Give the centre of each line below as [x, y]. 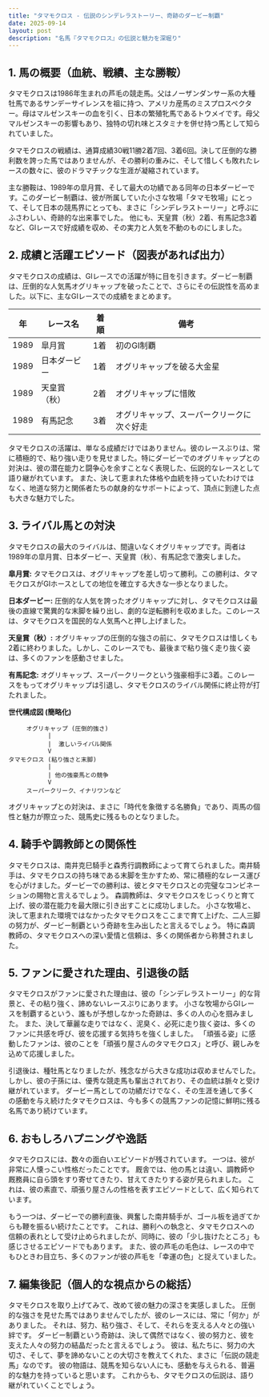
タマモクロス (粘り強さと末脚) [53, 759]
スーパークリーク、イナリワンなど [74, 790]
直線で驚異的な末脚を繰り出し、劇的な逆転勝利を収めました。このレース [141, 611]
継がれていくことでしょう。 [54, 1385]
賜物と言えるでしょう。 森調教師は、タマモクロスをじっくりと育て [145, 895]
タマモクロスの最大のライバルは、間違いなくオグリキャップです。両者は [127, 547]
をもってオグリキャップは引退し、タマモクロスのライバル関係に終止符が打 [137, 684]
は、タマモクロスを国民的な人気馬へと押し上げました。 [99, 620]
